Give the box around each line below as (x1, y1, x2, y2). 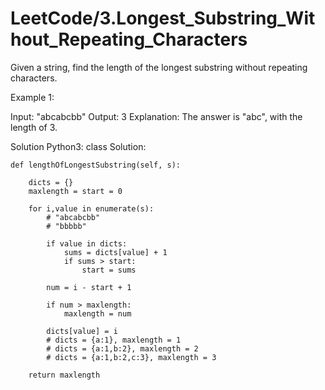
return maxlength (28, 370, 101, 380)
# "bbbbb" (46, 221, 87, 231)
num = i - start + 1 (46, 282, 132, 292)
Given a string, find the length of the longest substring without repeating (10, 61, 308, 73)
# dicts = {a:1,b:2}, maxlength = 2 (46, 343, 199, 354)
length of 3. (10, 121, 58, 133)
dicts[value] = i (46, 326, 118, 336)
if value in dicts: (46, 238, 128, 249)
